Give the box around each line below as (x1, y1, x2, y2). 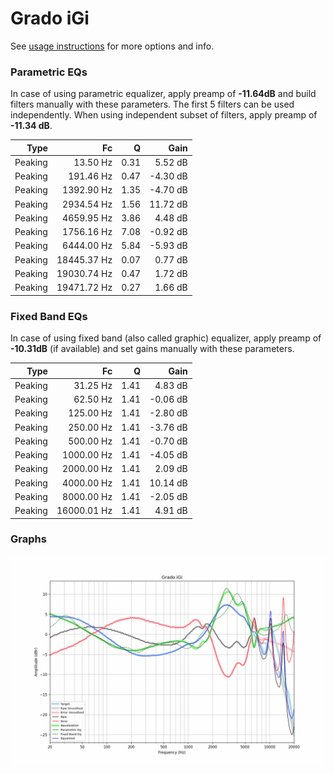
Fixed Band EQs (10, 309, 88, 323)
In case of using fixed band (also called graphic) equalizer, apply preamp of (10, 332, 322, 344)
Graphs (10, 532, 47, 546)
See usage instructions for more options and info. (10, 40, 215, 52)
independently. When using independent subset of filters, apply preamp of (10, 109, 318, 121)
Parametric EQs (10, 65, 88, 79)
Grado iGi (10, 7, 90, 30)
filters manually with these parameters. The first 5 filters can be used (10, 98, 295, 111)
